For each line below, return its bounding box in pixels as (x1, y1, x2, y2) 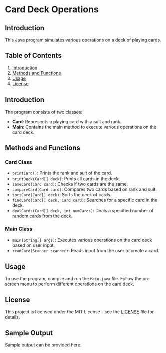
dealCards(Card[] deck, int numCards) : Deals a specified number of (12, 208, 154, 214)
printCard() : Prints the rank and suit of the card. (12, 170, 112, 176)
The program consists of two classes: (5, 109, 83, 115)
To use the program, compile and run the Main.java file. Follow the (5, 276, 142, 282)
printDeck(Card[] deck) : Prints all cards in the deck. (12, 175, 120, 182)
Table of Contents (5, 51, 62, 60)
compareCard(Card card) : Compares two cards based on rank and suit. (12, 186, 157, 192)
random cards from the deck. (12, 213, 73, 219)
